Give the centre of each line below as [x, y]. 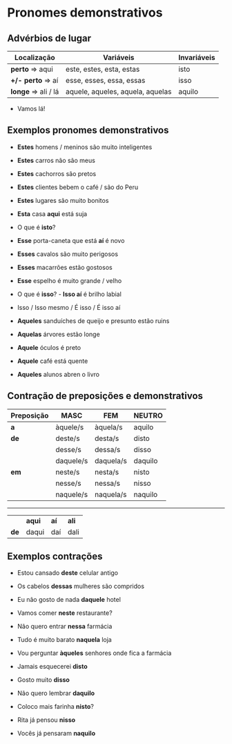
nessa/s [107, 483]
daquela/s [111, 460]
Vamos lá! [31, 109]
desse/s [68, 449]
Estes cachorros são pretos [57, 173]
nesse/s [68, 483]
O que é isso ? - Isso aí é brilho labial [69, 294]
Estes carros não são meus [56, 160]
